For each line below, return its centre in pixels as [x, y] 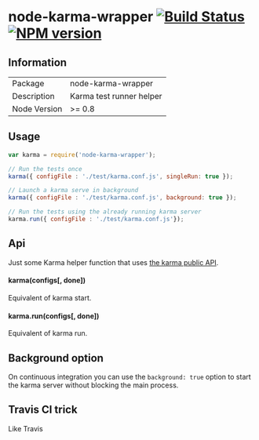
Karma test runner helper [116, 96]
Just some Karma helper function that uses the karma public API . [113, 262]
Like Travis [26, 428]
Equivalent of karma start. [50, 297]
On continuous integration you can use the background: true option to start [129, 376]
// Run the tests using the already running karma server [105, 212]
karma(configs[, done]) [47, 280]
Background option [56, 358]
